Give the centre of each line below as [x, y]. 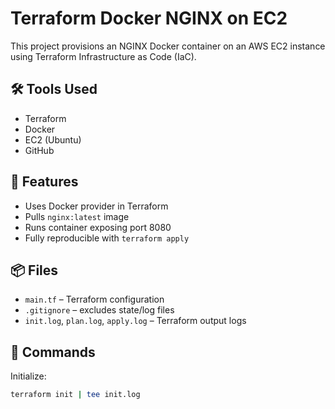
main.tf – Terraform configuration [94, 299]
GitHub [39, 150]
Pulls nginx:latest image [77, 216]
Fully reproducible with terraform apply [107, 238]
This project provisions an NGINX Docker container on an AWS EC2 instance [168, 46]
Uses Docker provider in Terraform [96, 206]
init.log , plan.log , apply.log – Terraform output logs [135, 321]
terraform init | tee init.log [75, 395]
